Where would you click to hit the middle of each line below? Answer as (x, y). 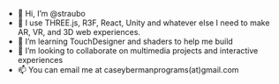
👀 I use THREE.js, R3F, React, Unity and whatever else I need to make (143, 23)
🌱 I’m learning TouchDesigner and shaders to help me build (125, 41)
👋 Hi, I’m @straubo (51, 14)
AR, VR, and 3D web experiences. (79, 32)
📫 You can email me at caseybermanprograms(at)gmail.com (128, 70)
